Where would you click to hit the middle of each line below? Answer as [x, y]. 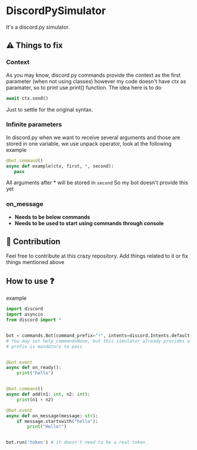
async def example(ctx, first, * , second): [60, 166]
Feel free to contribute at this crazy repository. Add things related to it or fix [97, 256]
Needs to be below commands [52, 217]
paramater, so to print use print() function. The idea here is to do [84, 87]
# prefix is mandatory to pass [44, 346]
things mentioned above [35, 262]
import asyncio [25, 314]
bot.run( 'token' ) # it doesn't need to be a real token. [77, 442]
